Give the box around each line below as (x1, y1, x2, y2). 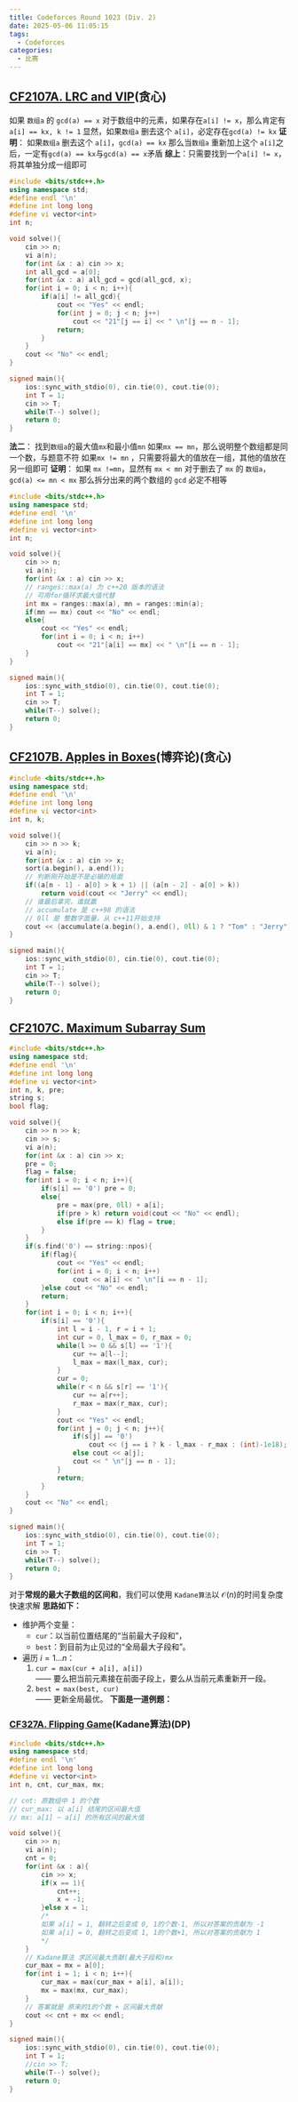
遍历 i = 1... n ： (21, 1653, 75, 1664)
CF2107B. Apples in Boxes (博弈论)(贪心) (9, 750, 232, 765)
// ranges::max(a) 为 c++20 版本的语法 (25, 582, 164, 591)
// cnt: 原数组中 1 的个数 (9, 1796, 99, 1805)
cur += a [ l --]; (72, 1349, 129, 1359)
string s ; (9, 1094, 46, 1103)
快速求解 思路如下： (9, 1601, 82, 1611)
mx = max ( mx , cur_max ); (41, 1986, 129, 1995)
